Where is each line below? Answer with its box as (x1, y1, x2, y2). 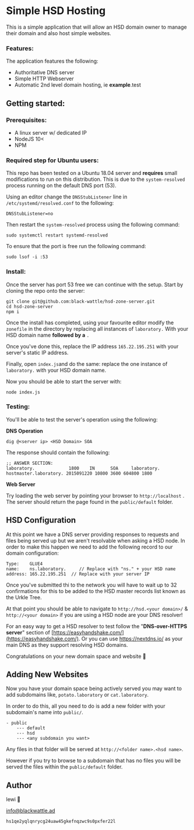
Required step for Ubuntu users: (6, 156, 99, 164)
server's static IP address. (6, 349, 69, 356)
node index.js (6, 389, 41, 395)
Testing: (6, 403, 30, 411)
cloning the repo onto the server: (6, 287, 85, 294)
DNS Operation (6, 427, 44, 434)
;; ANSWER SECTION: (6, 460, 54, 466)
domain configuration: (6, 549, 59, 557)
